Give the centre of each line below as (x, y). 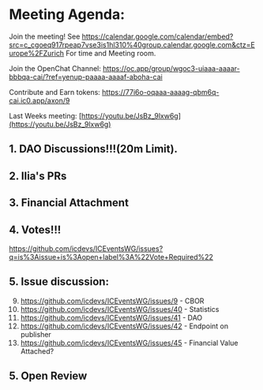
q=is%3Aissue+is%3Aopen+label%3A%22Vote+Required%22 (111, 257)
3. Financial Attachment (69, 203)
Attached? (37, 351)
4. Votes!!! (35, 229)
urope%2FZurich (37, 53)
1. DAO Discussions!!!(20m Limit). (94, 149)
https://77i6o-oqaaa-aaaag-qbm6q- (161, 92)
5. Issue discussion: (59, 282)
